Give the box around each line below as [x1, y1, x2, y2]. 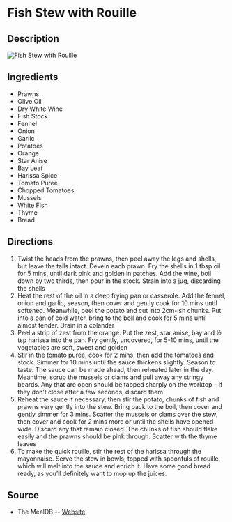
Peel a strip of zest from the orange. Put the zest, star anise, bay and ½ [17, 328, 222, 337]
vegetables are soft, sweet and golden [17, 343, 127, 351]
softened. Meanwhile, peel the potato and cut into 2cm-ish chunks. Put [17, 306, 222, 314]
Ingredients [7, 71, 59, 83]
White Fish [17, 201, 49, 209]
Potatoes [17, 141, 43, 150]
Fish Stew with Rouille [7, 5, 137, 21]
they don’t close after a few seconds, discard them [17, 387, 164, 396]
